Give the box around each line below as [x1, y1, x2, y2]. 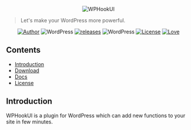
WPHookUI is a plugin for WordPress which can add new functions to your [6, 112, 186, 119]
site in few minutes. [6, 118, 53, 125]
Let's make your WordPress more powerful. [20, 17, 126, 23]
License [14, 79, 34, 86]
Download [14, 67, 40, 74]
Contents [6, 45, 41, 55]
